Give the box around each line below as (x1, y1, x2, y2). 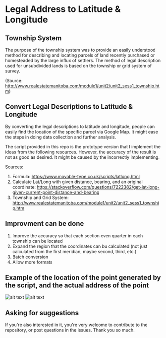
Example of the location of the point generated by (5, 273, 161, 282)
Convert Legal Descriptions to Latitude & (5, 103, 133, 111)
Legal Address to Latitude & (5, 3, 121, 15)
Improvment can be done (5, 219, 84, 228)
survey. (5, 68, 20, 74)
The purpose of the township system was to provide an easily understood (5, 47, 156, 53)
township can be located (12, 238, 63, 244)
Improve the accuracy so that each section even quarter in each (12, 232, 143, 239)
